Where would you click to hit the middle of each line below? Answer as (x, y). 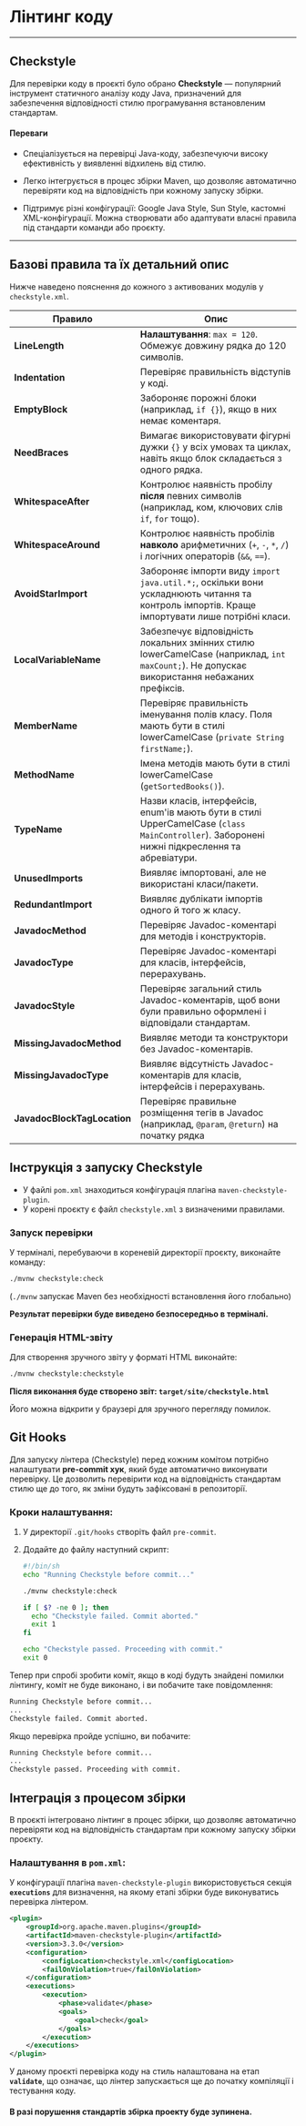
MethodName (44, 774)
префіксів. (162, 687)
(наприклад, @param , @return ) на (209, 1124)
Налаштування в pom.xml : (67, 1862)
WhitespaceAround (57, 544)
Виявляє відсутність (185, 1063)
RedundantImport (53, 904)
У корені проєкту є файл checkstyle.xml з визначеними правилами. (153, 1209)
